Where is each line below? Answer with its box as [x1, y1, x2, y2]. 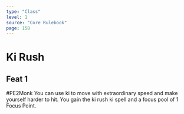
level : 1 [6, 14, 28, 20]
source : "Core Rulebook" [6, 19, 67, 25]
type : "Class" [6, 8, 41, 15]
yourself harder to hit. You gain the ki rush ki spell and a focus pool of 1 [6, 96, 179, 103]
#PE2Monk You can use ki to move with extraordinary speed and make [6, 90, 178, 97]
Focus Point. [6, 102, 37, 109]
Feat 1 [6, 74, 28, 84]
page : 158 [6, 25, 31, 31]
